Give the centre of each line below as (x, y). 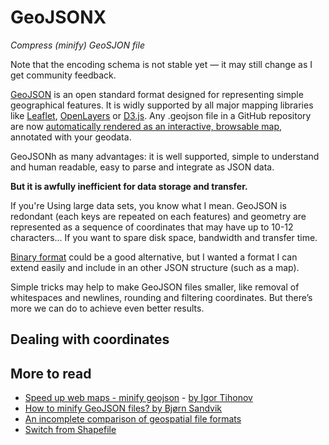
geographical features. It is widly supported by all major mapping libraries (162, 105)
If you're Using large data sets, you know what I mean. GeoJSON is (148, 205)
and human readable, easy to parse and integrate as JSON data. (142, 167)
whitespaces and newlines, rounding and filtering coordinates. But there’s (161, 297)
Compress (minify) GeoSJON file (77, 45)
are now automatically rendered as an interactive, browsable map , (146, 126)
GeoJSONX (58, 17)
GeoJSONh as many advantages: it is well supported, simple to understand (165, 156)
